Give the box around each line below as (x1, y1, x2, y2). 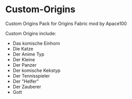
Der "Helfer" (12, 78, 39, 84)
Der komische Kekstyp (12, 67, 60, 73)
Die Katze (12, 45, 33, 52)
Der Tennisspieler (12, 72, 50, 79)
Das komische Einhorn (12, 40, 60, 46)
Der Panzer (12, 62, 37, 68)
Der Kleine (12, 56, 35, 62)
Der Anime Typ (12, 51, 45, 57)
